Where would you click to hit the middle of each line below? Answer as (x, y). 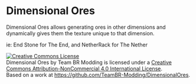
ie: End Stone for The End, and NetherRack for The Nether (77, 45)
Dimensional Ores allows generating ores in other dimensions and (86, 27)
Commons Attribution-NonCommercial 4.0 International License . (84, 68)
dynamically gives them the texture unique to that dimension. (80, 33)
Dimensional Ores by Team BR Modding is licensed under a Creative (89, 62)
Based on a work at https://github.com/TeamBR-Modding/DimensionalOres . (98, 75)
